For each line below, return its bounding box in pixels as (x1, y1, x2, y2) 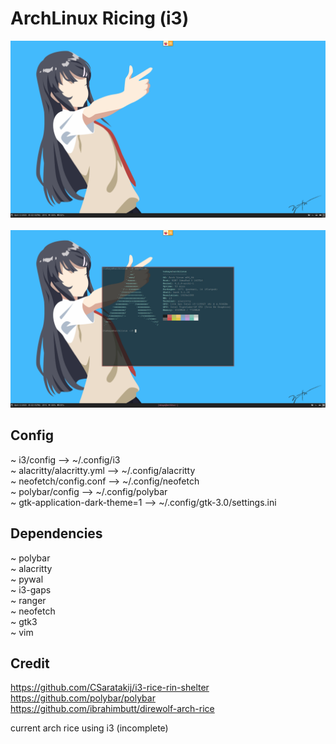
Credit (10, 655, 50, 672)
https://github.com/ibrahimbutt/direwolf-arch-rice (10, 703, 215, 715)
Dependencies (10, 525, 103, 542)
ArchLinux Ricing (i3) (10, 7, 190, 30)
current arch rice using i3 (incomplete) (10, 722, 169, 734)
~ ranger (10, 594, 47, 606)
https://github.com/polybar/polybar (10, 692, 156, 704)
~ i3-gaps (10, 583, 52, 596)
